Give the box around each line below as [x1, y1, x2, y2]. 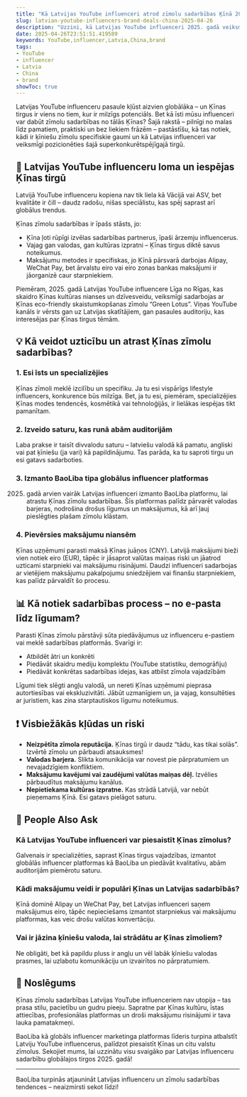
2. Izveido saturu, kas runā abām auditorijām [16, 424, 173, 434]
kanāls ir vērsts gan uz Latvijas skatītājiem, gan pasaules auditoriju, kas [16, 307, 225, 316]
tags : [16, 43, 32, 50]
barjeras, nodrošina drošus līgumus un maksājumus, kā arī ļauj [26, 505, 209, 513]
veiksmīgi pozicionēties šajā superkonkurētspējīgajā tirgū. [16, 140, 185, 149]
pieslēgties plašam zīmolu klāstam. [26, 512, 129, 520]
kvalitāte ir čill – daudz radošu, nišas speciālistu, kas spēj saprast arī [16, 198, 216, 207]
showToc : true [16, 83, 58, 90]
